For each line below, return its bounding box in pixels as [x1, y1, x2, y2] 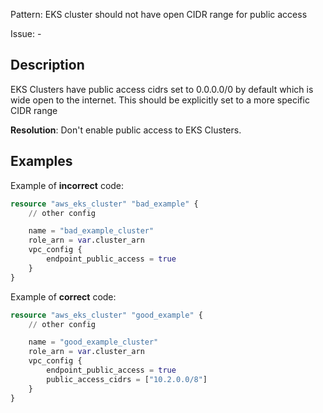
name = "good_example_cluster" [28, 337, 159, 348]
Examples [10, 153, 73, 170]
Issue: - [10, 28, 42, 39]
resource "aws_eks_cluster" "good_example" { [10, 310, 203, 320]
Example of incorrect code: [10, 179, 125, 191]
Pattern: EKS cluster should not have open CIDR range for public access [10, 9, 308, 20]
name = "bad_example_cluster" [28, 226, 155, 236]
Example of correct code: [10, 290, 117, 303]
